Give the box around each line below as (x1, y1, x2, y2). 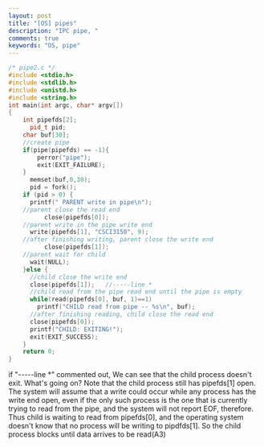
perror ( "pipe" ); (37, 154, 91, 162)
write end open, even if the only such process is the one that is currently (8, 396, 248, 405)
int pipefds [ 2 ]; (22, 116, 78, 125)
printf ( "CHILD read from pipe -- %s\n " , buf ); (37, 303, 196, 311)
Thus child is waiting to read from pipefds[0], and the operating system (8, 412, 244, 422)
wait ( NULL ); (29, 258, 70, 266)
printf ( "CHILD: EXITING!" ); (29, 325, 124, 334)
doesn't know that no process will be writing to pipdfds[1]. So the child (8, 421, 242, 431)
